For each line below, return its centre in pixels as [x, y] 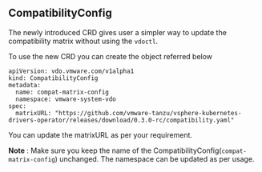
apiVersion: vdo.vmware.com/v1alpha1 [71, 71]
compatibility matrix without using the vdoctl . [83, 41]
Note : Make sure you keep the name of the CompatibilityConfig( [115, 150]
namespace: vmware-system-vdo [66, 99]
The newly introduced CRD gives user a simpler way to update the [117, 32]
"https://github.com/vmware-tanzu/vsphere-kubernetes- [148, 113]
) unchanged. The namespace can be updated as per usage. [155, 158]
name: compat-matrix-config [62, 92]
